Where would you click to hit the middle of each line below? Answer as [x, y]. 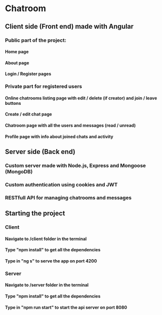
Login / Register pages [28, 74]
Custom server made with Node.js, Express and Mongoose [75, 166]
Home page [17, 52]
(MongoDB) [19, 171]
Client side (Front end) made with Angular [69, 26]
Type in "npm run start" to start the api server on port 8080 [66, 307]
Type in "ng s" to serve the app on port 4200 [51, 261]
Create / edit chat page [29, 114]
